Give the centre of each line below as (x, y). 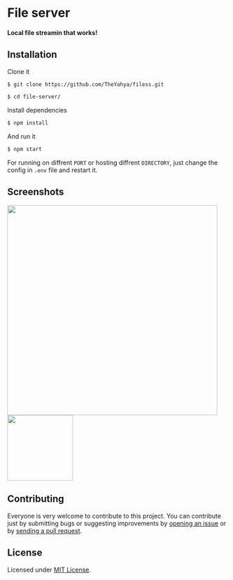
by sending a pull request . (45, 530)
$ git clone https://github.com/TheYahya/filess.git (86, 84)
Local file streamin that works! (52, 32)
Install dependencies (37, 111)
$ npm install (28, 123)
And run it (22, 136)
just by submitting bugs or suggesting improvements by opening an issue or (117, 523)
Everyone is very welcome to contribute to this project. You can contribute (114, 516)
